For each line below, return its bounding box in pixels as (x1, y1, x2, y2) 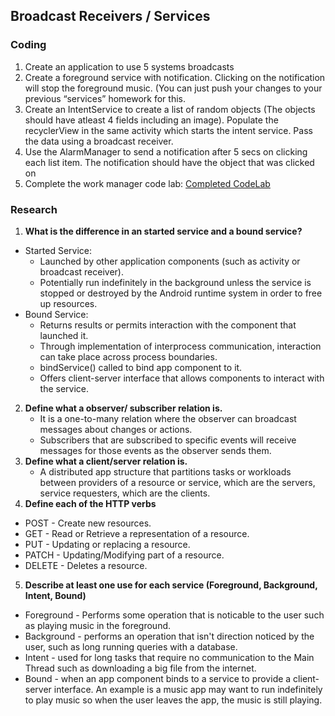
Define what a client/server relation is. (24, 455, 188, 467)
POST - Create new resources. (24, 517, 152, 529)
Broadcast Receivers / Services (10, 8, 211, 25)
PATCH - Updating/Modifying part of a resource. (24, 549, 225, 561)
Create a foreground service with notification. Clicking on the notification (24, 71, 326, 83)
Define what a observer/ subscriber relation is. (24, 402, 223, 414)
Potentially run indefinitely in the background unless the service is (39, 276, 312, 288)
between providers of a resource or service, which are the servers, (39, 476, 316, 488)
